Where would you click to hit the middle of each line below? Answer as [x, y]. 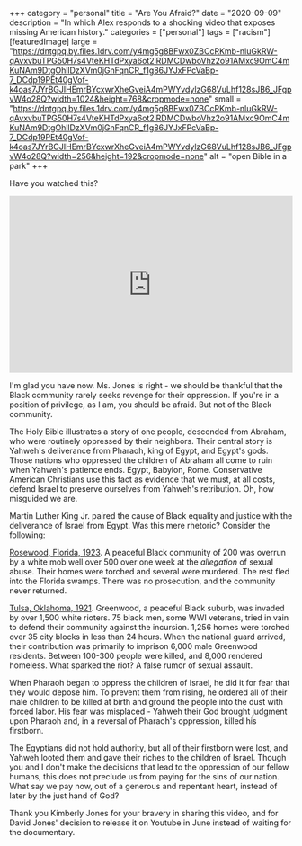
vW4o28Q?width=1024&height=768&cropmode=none [109, 99]
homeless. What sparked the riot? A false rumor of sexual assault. [131, 665]
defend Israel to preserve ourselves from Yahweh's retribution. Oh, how [142, 489]
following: [27, 535]
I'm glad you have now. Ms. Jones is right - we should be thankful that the [146, 385]
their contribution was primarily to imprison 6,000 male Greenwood [133, 646]
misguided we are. [44, 499]
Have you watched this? [54, 183]
